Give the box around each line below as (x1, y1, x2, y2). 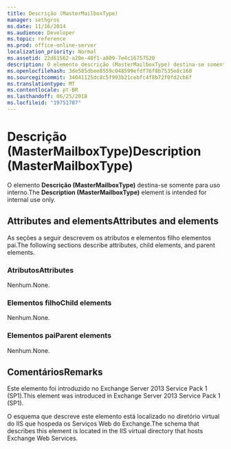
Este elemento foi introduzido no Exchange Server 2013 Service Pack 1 (7, 384, 208, 393)
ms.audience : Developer (7, 29, 76, 36)
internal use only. (7, 195, 56, 203)
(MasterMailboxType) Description (7, 143, 201, 159)
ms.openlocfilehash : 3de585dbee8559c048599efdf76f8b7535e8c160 (7, 67, 192, 74)
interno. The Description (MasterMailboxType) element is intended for (7, 188, 207, 196)
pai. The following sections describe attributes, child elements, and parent (7, 241, 215, 249)
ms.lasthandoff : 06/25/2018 (7, 93, 88, 100)
